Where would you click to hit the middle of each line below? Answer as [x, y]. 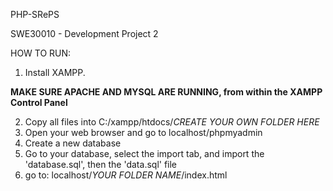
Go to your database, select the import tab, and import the [144, 153]
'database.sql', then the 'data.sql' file [101, 164]
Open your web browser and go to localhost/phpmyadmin [143, 132]
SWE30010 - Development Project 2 [84, 33]
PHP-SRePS [35, 14]
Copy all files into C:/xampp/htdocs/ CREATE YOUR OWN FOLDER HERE [172, 122]
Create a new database [73, 143]
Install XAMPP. [55, 72]
